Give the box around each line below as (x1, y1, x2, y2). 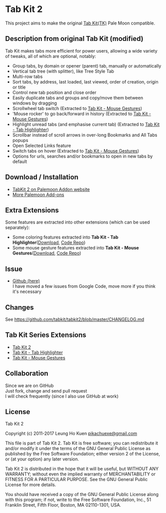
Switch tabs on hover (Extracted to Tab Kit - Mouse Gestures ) (12, 147, 140, 153)
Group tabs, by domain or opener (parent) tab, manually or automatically (12, 62, 162, 68)
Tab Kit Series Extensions (5, 331, 86, 339)
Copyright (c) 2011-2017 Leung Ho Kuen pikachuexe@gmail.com (5, 430, 138, 436)
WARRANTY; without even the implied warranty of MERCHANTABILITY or (5, 471, 156, 477)
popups (12, 137, 28, 143)
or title (12, 84, 26, 90)
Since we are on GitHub (5, 382, 54, 388)
